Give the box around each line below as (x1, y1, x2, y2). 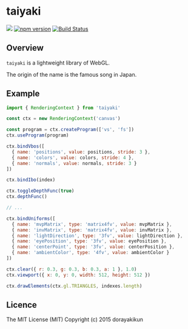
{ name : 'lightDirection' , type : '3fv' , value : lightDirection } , (12, 233, 183, 239)
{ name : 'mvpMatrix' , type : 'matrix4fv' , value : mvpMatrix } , (12, 221, 172, 227)
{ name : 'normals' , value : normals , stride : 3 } (12, 160, 137, 166)
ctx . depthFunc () (6, 194, 47, 200)
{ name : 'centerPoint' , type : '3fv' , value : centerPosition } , (12, 244, 175, 250)
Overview (6, 43, 44, 53)
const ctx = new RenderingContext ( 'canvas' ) (6, 116, 121, 122)
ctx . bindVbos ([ (6, 143, 45, 150)
